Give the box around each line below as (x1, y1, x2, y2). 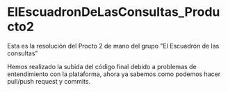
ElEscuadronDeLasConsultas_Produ (7, 4, 220, 20)
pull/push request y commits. (7, 77, 91, 85)
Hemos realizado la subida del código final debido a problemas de (7, 62, 197, 71)
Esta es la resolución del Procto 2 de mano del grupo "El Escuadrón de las (7, 42, 220, 50)
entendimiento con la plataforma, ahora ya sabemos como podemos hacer (7, 70, 221, 78)
